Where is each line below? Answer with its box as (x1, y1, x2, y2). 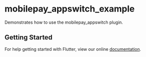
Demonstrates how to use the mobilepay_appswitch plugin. (4, 19, 123, 25)
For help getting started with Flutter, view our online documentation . (4, 46, 141, 52)
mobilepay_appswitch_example (4, 3, 135, 14)
